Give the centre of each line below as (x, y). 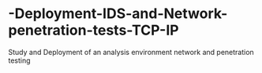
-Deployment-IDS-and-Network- (118, 14)
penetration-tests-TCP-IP (94, 30)
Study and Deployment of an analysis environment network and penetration (131, 52)
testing (19, 60)
